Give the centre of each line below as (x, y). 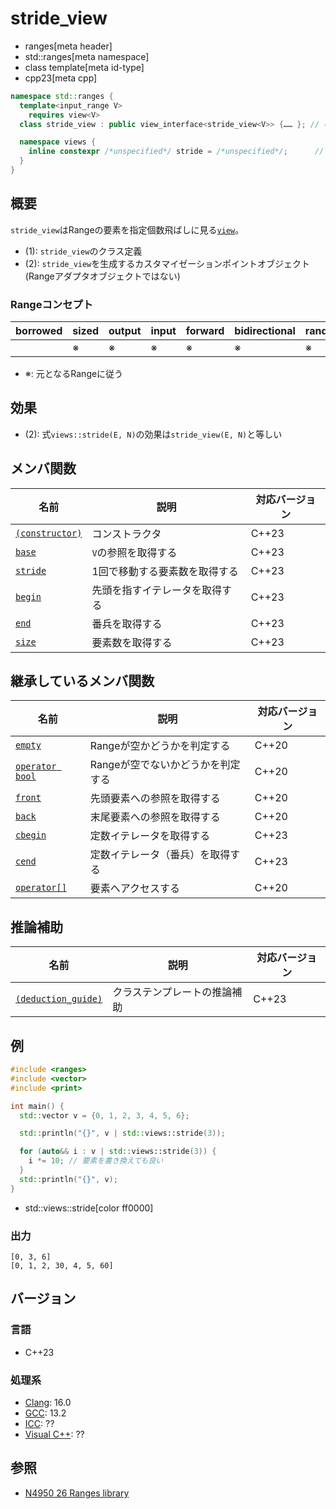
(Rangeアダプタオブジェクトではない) (102, 276)
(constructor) (49, 533)
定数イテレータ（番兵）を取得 (160, 855)
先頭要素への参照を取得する (155, 799)
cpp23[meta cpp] (61, 78)
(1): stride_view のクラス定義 (83, 251)
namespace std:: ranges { (62, 96)
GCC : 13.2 (45, 1413)
